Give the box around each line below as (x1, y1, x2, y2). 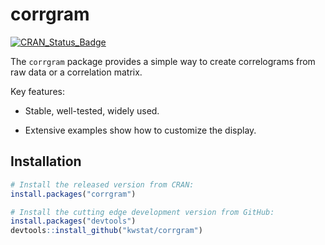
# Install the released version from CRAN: (10, 179, 195, 190)
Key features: (10, 85, 65, 97)
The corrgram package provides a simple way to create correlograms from (10, 55, 316, 67)
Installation (10, 153, 82, 170)
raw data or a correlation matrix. (10, 66, 143, 78)
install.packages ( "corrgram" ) (10, 189, 137, 199)
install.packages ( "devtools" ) (10, 216, 137, 227)
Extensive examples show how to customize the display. (24, 124, 257, 136)
